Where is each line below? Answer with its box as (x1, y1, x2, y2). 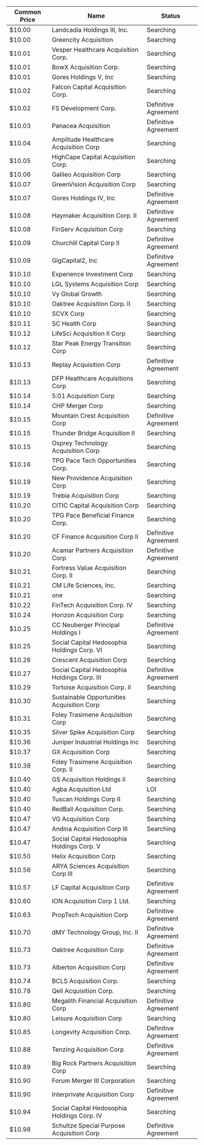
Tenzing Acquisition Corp (51, 1045, 124, 1054)
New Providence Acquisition (51, 474, 132, 482)
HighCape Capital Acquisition (51, 153, 135, 161)
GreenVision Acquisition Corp (51, 180, 136, 188)
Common (14, 8, 41, 16)
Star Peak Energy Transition (51, 339, 132, 348)
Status (160, 12, 181, 20)
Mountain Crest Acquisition (51, 411, 129, 419)
